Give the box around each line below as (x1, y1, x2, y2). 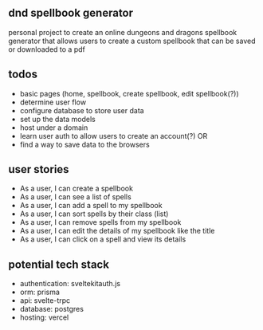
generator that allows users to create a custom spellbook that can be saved (8, 36, 256, 45)
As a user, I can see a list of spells (19, 192, 131, 202)
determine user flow (19, 97, 86, 107)
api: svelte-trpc (19, 296, 71, 305)
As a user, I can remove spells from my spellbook (19, 218, 182, 227)
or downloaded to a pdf (8, 44, 85, 54)
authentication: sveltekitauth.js (19, 279, 121, 289)
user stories (8, 163, 69, 176)
